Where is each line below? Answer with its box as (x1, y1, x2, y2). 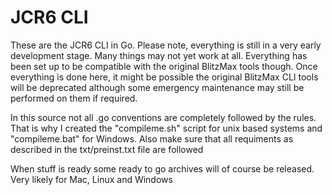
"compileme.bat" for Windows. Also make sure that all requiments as (10, 132, 294, 145)
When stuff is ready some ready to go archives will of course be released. (10, 162, 315, 175)
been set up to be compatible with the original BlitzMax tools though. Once (10, 60, 318, 72)
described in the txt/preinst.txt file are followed (10, 143, 204, 155)
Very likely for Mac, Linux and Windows (10, 173, 173, 185)
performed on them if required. (10, 92, 138, 104)
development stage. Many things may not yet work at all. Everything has (10, 49, 308, 61)
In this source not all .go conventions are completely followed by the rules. (10, 111, 317, 123)
